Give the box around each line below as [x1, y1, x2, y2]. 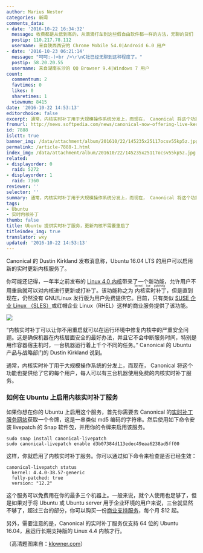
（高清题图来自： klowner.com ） [6, 540, 86, 547]
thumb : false [6, 217, 39, 224]
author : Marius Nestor [6, 8, 63, 15]
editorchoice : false [6, 110, 59, 116]
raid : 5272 [11, 167, 39, 173]
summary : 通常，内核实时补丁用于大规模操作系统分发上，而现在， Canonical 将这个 [6, 194, 192, 200]
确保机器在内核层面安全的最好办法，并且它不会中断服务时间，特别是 [27, 334, 197, 341]
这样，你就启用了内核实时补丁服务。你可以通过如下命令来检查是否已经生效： [6, 452, 197, 459]
